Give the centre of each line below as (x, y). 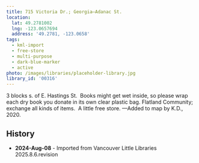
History (20, 133)
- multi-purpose (32, 56)
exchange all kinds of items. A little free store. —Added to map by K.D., (95, 108)
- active (23, 67)
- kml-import (28, 46)
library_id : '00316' (32, 79)
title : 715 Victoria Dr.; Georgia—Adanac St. (64, 12)
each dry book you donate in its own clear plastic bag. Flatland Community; (100, 102)
